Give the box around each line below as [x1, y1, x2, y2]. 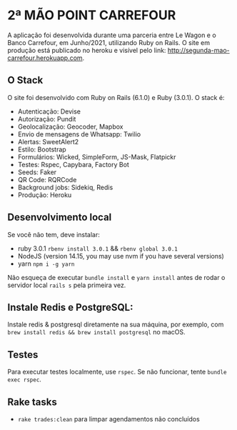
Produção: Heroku [17, 190, 72, 199]
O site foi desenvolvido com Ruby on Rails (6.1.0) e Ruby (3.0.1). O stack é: [7, 93, 225, 101]
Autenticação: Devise [17, 107, 81, 116]
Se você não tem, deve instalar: [7, 230, 100, 239]
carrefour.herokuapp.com [7, 54, 84, 62]
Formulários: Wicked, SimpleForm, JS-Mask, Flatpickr [17, 152, 176, 161]
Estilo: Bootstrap [17, 145, 66, 154]
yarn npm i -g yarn [17, 259, 75, 268]
